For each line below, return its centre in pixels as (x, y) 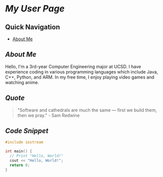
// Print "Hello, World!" (37, 156)
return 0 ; (20, 165)
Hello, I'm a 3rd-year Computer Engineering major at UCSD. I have (73, 66)
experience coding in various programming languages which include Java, (82, 72)
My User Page (35, 9)
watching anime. (22, 82)
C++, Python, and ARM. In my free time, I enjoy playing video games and (80, 77)
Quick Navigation (33, 27)
